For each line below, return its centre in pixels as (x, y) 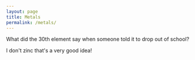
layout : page (22, 11)
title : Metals (24, 17)
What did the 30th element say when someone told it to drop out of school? (98, 39)
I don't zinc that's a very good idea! (49, 51)
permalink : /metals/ (32, 22)
